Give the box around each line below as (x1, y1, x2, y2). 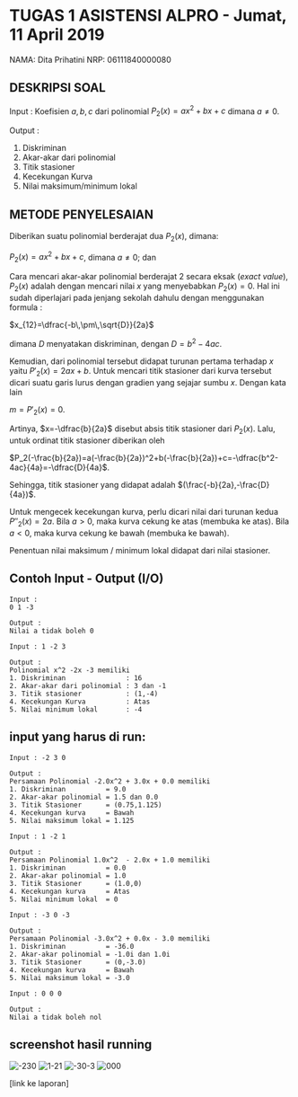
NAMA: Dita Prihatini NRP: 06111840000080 (9, 54, 172, 65)
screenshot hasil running (9, 1037, 153, 1052)
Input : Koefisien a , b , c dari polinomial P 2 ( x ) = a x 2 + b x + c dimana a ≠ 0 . (9, 104, 280, 119)
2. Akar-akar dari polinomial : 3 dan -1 (9, 681, 167, 690)
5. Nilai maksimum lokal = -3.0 (9, 973, 130, 982)
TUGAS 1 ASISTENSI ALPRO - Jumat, (9, 5, 287, 26)
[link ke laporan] (9, 1078, 69, 1089)
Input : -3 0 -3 (9, 910, 70, 919)
